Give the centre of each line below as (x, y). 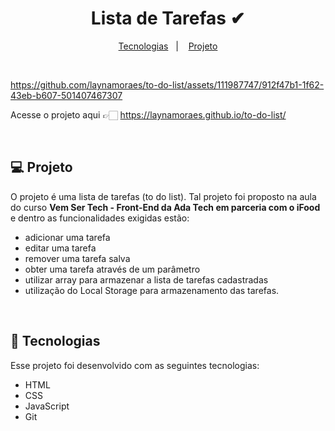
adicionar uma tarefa (67, 237)
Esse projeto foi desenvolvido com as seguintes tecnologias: (135, 365)
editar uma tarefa (60, 248)
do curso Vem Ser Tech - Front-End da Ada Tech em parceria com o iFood (165, 207)
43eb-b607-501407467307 (66, 95)
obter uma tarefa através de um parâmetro (112, 269)
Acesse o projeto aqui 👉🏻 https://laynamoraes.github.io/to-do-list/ (148, 114)
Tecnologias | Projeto (168, 46)
